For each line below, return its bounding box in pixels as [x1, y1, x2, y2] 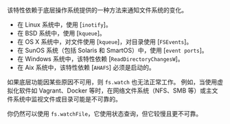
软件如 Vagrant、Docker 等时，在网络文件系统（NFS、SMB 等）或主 [19, 86, 213, 95]
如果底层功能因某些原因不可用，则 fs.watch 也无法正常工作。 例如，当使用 [7, 78, 218, 86]
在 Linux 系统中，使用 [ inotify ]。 [16, 21, 112, 29]
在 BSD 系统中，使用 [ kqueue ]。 [16, 29, 106, 37]
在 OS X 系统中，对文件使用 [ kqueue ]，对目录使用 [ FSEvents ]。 [16, 38, 193, 46]
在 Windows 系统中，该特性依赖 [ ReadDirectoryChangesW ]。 [16, 55, 184, 63]
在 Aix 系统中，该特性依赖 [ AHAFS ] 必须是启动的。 [16, 64, 156, 71]
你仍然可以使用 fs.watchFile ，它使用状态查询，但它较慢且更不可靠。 [7, 110, 203, 118]
